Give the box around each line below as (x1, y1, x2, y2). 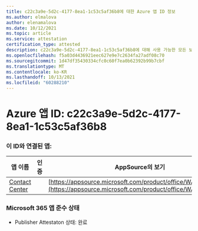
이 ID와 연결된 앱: (6, 142, 52, 150)
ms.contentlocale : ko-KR (6, 69, 67, 75)
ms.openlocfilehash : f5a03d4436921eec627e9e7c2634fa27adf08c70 (6, 52, 165, 58)
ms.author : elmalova (6, 14, 57, 20)
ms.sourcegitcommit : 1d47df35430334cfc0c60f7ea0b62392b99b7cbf (6, 58, 165, 64)
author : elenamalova (6, 19, 57, 25)
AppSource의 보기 (114, 163, 165, 171)
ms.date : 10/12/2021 (6, 25, 57, 31)
